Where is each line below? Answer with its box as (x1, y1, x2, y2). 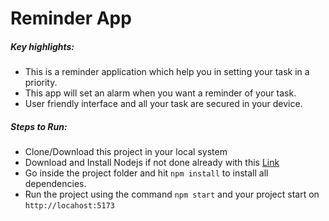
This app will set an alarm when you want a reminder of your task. (24, 87, 297, 99)
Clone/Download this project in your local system (24, 146, 228, 158)
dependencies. (24, 178, 87, 190)
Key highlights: (10, 40, 75, 52)
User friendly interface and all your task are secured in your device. (24, 98, 303, 110)
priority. (24, 77, 58, 89)
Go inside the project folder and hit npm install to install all (24, 167, 269, 179)
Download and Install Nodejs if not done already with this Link (24, 157, 280, 169)
